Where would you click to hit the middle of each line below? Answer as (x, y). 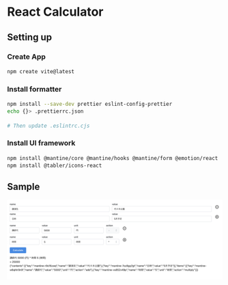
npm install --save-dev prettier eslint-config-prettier (90, 104)
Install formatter (34, 89)
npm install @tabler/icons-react (55, 165)
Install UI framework (41, 143)
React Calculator (55, 12)
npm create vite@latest (41, 71)
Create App (27, 57)
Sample (24, 186)
